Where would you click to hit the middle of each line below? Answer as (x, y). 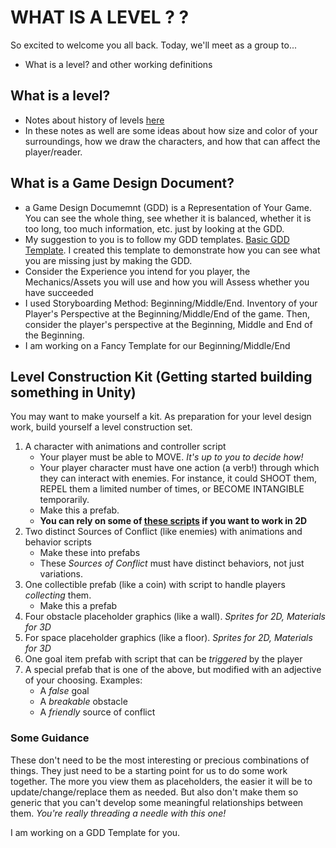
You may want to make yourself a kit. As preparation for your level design (161, 417)
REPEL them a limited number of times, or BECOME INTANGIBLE (172, 489)
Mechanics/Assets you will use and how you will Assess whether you (167, 282)
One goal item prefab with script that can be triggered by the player (163, 659)
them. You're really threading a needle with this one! (118, 813)
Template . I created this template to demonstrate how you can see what (172, 250)
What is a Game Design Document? (122, 183)
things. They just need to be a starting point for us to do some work (149, 770)
